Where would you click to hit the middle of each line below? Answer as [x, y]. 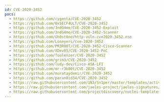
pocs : [10, 14]
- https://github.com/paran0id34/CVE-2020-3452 [59, 78]
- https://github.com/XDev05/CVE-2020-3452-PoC [59, 51]
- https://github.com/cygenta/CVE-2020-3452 [55, 19]
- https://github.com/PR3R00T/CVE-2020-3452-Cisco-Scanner [70, 46]
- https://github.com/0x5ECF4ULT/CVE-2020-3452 [59, 23]
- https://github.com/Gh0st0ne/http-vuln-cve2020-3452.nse [70, 37]
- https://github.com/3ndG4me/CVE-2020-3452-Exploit [64, 28]
